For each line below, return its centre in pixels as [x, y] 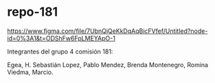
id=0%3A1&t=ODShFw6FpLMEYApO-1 [61, 38]
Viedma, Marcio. [30, 72]
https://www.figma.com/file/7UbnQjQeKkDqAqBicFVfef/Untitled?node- [107, 31]
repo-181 [33, 12]
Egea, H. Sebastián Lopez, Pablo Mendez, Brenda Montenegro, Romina [107, 64]
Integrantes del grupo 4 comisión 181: [60, 51]
